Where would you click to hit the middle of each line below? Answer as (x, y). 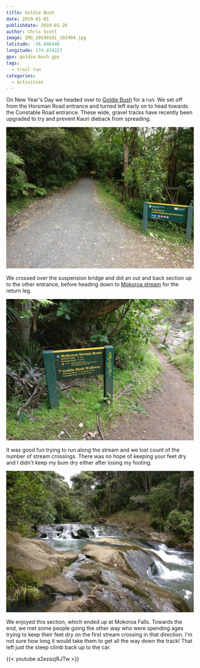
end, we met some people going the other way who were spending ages (95, 629)
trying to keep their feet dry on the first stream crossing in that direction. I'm (99, 635)
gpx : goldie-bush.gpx (33, 57)
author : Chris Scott (32, 32)
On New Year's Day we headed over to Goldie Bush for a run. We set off (94, 100)
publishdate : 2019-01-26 (37, 25)
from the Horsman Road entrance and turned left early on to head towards (97, 106)
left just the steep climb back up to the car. (59, 647)
